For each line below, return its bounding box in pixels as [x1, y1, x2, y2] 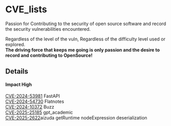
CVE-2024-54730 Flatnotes [5, 98, 64, 104]
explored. [5, 41, 26, 47]
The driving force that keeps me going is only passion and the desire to [5, 47, 160, 53]
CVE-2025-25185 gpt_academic [5, 109, 73, 115]
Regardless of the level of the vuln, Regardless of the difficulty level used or [5, 36, 166, 42]
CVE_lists [5, 4, 47, 15]
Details [5, 67, 28, 76]
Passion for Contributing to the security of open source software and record [5, 20, 166, 27]
